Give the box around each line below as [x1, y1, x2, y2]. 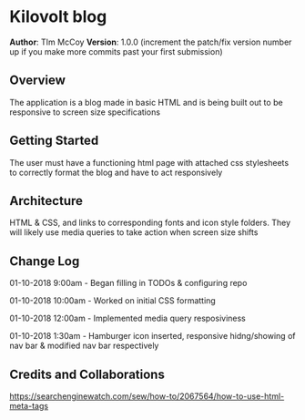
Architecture [9, 193, 84, 209]
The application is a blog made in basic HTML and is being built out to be [9, 97, 284, 108]
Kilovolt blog [9, 6, 107, 27]
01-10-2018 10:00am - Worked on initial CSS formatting [9, 295, 216, 306]
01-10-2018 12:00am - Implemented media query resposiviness [9, 312, 246, 324]
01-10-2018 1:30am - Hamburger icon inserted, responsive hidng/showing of [9, 331, 296, 342]
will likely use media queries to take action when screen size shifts [9, 227, 259, 238]
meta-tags [9, 401, 48, 411]
